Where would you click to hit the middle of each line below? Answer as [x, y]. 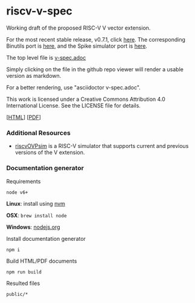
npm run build [24, 272]
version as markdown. [34, 75]
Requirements [24, 181]
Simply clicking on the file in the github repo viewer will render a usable [95, 69]
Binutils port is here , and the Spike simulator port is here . [77, 46]
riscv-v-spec [39, 11]
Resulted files [23, 283]
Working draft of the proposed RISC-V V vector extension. [78, 28]
